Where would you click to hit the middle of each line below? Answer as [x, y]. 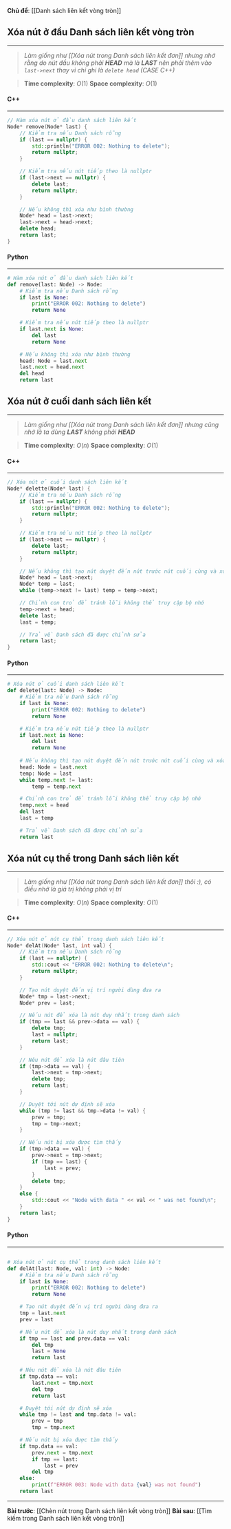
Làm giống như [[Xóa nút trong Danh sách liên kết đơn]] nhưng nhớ [119, 55]
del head [32, 374]
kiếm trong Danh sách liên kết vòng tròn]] [66, 1518]
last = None [49, 1351]
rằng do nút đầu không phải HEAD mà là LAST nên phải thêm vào [118, 63]
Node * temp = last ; [47, 584]
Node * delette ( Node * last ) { [49, 489]
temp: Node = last [46, 773]
